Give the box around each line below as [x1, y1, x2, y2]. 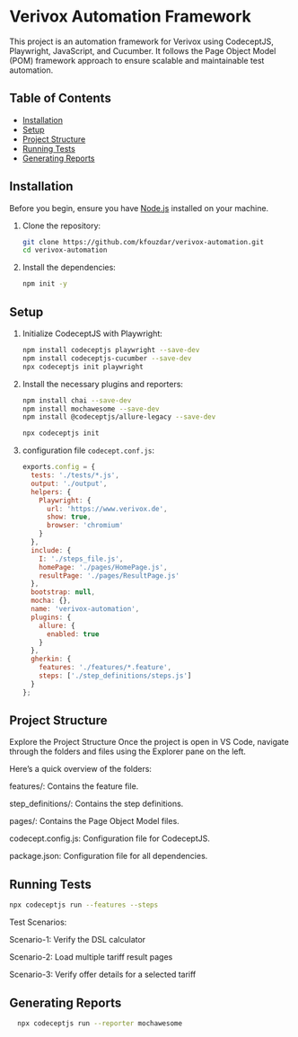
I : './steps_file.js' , [39, 554, 124, 563]
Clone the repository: [22, 220, 101, 231]
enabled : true [46, 629, 100, 639]
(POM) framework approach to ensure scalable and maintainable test [9, 55, 265, 66]
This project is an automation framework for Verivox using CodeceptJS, [9, 36, 274, 47]
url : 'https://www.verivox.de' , [46, 504, 168, 513]
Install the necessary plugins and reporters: [22, 378, 184, 389]
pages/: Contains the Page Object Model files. [9, 816, 180, 827]
